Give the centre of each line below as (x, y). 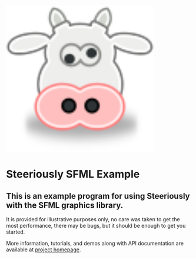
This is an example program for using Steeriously (98, 196)
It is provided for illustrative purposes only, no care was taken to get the (93, 219)
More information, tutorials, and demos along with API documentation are (95, 243)
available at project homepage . (44, 250)
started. (16, 232)
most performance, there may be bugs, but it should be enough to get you (96, 226)
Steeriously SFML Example (73, 174)
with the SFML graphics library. (65, 205)
